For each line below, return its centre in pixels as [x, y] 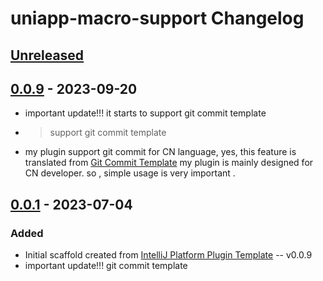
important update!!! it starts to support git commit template [145, 113]
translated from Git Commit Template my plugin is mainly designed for [169, 163]
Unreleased [47, 55]
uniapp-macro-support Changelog [157, 18]
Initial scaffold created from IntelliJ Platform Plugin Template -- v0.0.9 [168, 255]
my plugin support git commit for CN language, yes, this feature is [160, 152]
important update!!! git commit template [106, 266]
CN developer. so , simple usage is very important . [130, 173]
